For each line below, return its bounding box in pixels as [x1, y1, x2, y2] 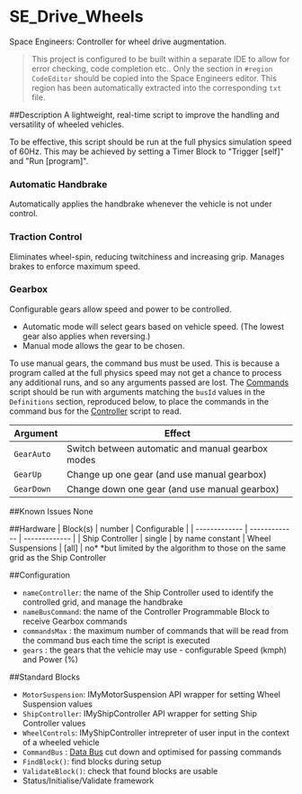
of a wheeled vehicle [22, 736, 101, 747]
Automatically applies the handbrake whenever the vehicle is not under [9, 198, 272, 209]
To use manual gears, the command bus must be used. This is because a [9, 358, 280, 369]
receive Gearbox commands [22, 616, 128, 626]
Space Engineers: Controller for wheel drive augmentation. [9, 36, 227, 47]
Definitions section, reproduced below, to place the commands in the [9, 396, 270, 406]
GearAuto [13, 449, 51, 459]
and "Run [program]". [9, 155, 89, 166]
